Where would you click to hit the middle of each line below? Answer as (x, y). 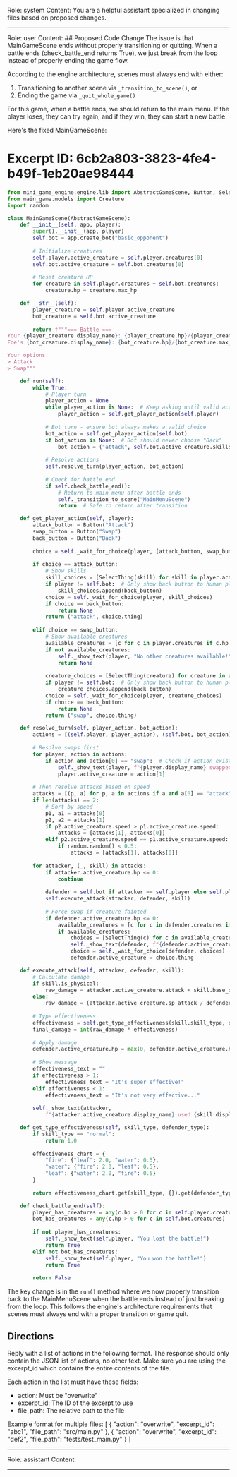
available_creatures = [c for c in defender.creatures (140, 925)
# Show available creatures (86, 637)
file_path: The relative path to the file (71, 1410)
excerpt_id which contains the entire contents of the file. (89, 1368)
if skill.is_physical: (66, 984)
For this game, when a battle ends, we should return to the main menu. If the (118, 109)
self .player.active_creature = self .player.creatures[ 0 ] (118, 258)
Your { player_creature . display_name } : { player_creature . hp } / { (101, 336)
